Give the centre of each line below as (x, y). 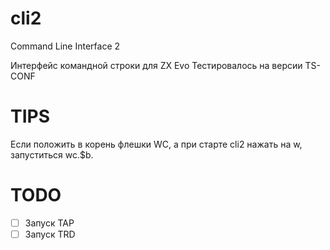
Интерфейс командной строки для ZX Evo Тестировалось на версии (156, 65)
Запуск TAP (49, 223)
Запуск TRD (50, 234)
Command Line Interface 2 (65, 46)
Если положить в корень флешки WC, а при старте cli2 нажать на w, (156, 144)
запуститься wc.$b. (52, 154)
